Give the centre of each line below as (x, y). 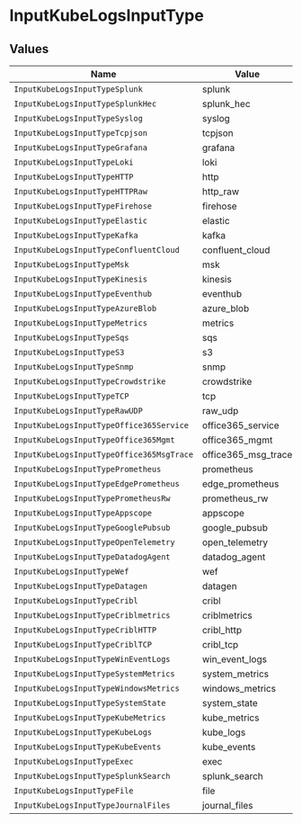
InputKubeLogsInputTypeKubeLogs (83, 733)
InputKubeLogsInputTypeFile (74, 791)
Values (29, 49)
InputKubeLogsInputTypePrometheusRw (92, 499)
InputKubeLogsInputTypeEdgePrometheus (97, 483)
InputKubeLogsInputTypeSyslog (79, 118)
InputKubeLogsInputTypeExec (74, 761)
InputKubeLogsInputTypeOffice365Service (101, 425)
